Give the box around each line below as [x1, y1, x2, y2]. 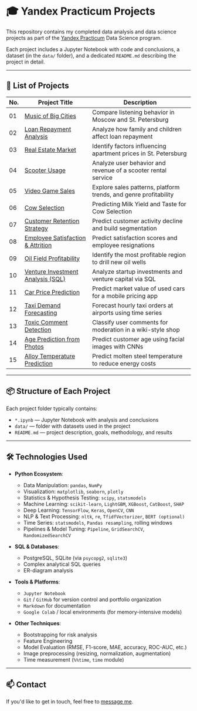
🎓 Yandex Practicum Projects [6, 5, 155, 18]
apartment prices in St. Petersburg [91, 149, 187, 157]
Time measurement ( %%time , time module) [23, 656, 124, 663]
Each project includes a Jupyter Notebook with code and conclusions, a [6, 45, 180, 53]
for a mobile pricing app [91, 291, 158, 300]
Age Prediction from [24, 335, 80, 343]
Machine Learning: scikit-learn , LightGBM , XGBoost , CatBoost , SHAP [23, 501, 185, 508]
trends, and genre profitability [91, 190, 174, 199]
